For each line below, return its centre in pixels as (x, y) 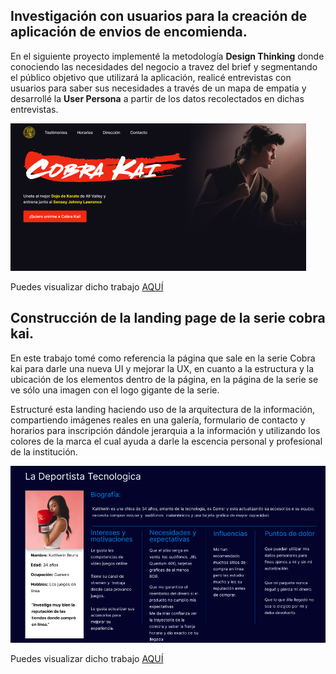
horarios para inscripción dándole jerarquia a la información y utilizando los (165, 430)
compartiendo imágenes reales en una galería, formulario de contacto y (158, 420)
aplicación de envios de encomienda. (129, 32)
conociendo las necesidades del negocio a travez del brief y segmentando (164, 66)
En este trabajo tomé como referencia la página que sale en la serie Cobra (163, 358)
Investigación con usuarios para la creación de (159, 16)
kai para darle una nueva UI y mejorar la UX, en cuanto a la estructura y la (162, 368)
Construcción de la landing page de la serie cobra (168, 318)
